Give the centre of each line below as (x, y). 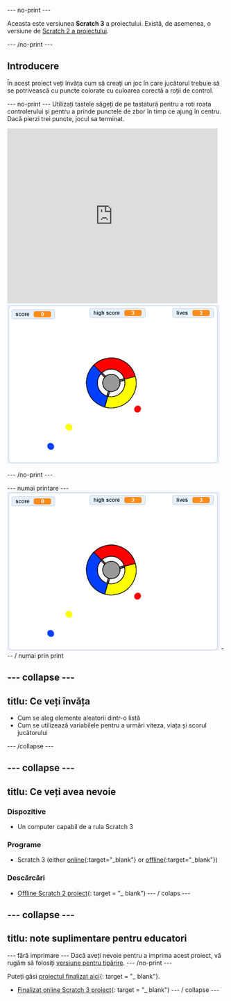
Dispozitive (27, 812)
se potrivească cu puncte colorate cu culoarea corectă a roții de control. (110, 90)
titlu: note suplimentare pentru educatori (97, 939)
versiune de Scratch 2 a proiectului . (58, 31)
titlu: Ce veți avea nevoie (62, 792)
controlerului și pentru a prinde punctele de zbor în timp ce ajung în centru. (114, 111)
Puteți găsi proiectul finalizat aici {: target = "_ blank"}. (84, 976)
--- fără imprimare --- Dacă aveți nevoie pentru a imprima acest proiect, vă (114, 955)
